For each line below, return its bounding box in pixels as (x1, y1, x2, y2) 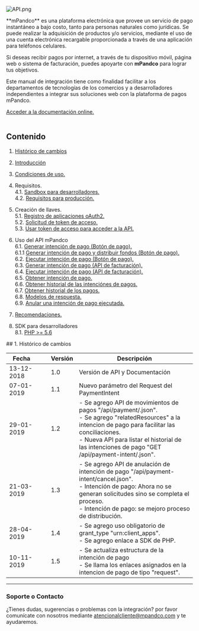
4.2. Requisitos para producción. (14, 195, 95, 202)
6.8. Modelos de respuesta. (14, 293, 82, 300)
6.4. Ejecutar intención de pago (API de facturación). (14, 267, 143, 275)
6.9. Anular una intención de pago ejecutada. (14, 299, 124, 307)
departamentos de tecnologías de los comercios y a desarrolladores (6, 84, 173, 91)
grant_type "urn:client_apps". (79, 528, 161, 537)
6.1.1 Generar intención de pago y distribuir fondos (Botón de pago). (14, 249, 179, 256)
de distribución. (79, 512, 123, 520)
